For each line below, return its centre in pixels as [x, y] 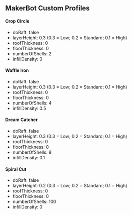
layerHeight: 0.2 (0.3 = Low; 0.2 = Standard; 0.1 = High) [70, 186]
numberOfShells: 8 [32, 152]
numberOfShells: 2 [32, 53]
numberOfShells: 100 [34, 202]
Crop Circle [17, 21]
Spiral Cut [16, 169]
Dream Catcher [21, 120]
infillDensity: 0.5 [29, 108]
